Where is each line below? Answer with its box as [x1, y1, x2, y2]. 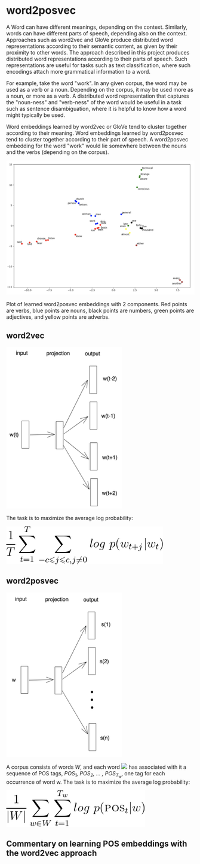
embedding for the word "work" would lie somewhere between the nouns [6, 142, 187, 149]
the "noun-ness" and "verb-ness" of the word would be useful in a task [6, 98, 182, 105]
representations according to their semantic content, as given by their [6, 43, 178, 50]
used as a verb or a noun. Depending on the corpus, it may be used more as [6, 86, 194, 93]
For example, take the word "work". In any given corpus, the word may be [6, 79, 187, 87]
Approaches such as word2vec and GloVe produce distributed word [6, 36, 173, 43]
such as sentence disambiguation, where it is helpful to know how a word [6, 105, 187, 112]
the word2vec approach [6, 848, 97, 858]
